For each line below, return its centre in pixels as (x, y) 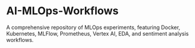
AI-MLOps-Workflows (63, 11)
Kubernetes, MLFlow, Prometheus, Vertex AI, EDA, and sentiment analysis (97, 33)
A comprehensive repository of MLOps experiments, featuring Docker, (93, 27)
